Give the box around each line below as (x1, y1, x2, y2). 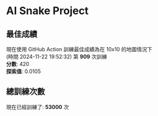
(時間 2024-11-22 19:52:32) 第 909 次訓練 (6, 53, 107, 60)
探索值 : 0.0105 (6, 68, 41, 75)
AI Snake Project (6, 4, 89, 18)
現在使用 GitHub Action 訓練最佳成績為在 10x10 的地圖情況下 (6, 46, 153, 52)
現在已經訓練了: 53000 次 (6, 103, 69, 110)
